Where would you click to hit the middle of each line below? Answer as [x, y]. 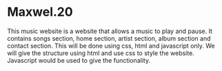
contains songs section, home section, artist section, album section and [109, 38]
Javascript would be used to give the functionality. [79, 60]
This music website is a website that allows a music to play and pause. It [110, 31]
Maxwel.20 [40, 12]
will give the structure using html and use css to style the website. [101, 53]
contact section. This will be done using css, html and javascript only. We [111, 45]
